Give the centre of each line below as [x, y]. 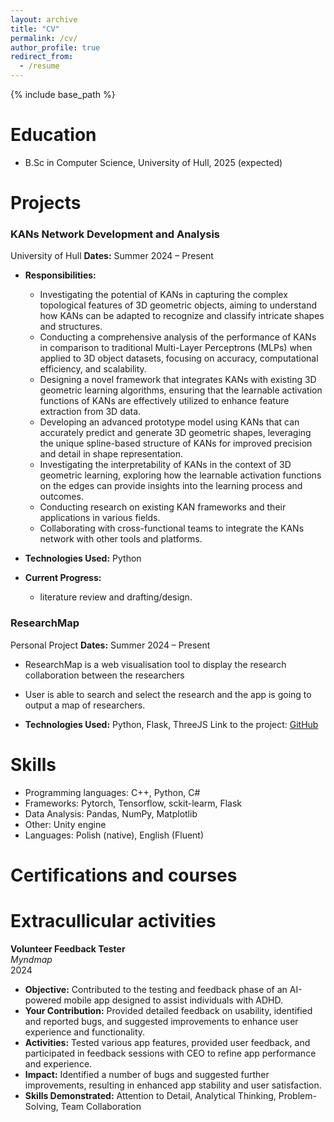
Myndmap [31, 959]
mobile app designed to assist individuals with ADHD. [173, 1000]
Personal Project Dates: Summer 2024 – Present [110, 645]
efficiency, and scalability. [93, 369]
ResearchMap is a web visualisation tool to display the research [155, 664]
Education [53, 135]
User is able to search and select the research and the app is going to [168, 694]
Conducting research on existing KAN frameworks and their [163, 507]
